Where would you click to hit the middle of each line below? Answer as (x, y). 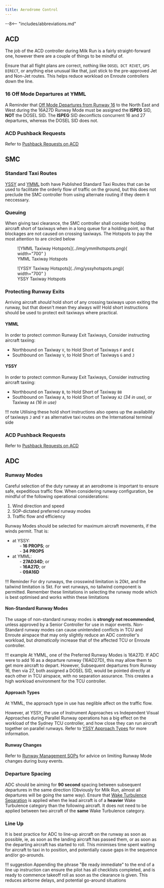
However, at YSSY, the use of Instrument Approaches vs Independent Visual (82, 713)
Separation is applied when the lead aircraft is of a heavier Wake (70, 800)
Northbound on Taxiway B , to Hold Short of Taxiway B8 (67, 392)
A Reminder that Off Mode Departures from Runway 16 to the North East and (82, 105)
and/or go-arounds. (25, 855)
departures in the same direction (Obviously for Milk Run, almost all (73, 790)
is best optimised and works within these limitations (57, 597)
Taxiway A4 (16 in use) (34, 402)
